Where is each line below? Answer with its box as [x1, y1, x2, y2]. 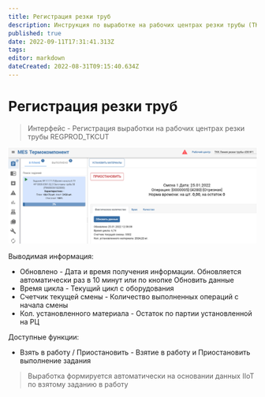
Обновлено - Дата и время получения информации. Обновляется [19, 267, 242, 276]
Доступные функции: [8, 332, 80, 342]
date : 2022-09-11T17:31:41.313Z [8, 38, 114, 46]
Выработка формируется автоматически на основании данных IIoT [27, 371, 255, 381]
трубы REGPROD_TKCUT [27, 132, 110, 141]
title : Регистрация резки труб [8, 13, 111, 20]
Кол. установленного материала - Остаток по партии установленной [19, 309, 252, 318]
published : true [8, 29, 62, 37]
